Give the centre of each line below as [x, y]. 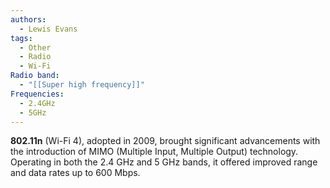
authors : [28, 19]
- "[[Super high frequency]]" [82, 85]
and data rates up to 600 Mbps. [75, 173]
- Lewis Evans [48, 29]
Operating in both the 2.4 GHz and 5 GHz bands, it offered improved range [164, 162]
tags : [21, 38]
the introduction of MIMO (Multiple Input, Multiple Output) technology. [154, 152]
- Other [35, 47]
